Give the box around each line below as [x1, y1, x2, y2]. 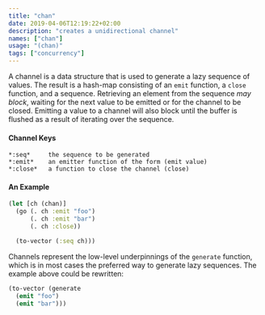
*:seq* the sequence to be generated [8, 151, 150, 159]
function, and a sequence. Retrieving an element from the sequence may [8, 89, 252, 98]
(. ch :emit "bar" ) [29, 215, 95, 223]
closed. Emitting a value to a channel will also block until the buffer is [8, 106, 238, 115]
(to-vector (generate [8, 284, 82, 292]
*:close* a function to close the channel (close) [8, 165, 190, 174]
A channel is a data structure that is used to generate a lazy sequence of [8, 72, 250, 81]
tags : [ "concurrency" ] [8, 49, 85, 57]
